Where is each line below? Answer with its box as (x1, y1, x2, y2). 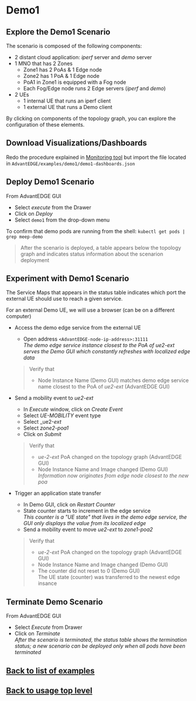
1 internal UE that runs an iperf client (23, 97, 111, 104)
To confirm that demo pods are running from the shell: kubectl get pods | (6, 227, 185, 234)
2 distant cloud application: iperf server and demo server (14, 54, 152, 60)
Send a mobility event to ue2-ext (14, 394, 94, 401)
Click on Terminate (14, 630, 60, 637)
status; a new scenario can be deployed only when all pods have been (14, 642, 185, 649)
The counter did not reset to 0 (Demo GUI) (37, 567, 140, 574)
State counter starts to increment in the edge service (23, 508, 151, 515)
